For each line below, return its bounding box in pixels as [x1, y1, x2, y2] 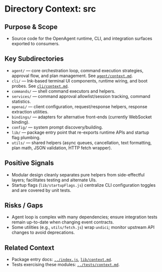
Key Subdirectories [4, 55, 64, 63]
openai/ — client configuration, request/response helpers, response [11, 103, 147, 110]
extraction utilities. [11, 109, 49, 114]
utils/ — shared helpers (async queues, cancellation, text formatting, [11, 140, 152, 145]
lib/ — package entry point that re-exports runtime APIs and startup [11, 129, 149, 135]
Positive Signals [4, 159, 54, 167]
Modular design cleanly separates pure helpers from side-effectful [11, 172, 145, 177]
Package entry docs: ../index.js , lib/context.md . [11, 256, 113, 262]
